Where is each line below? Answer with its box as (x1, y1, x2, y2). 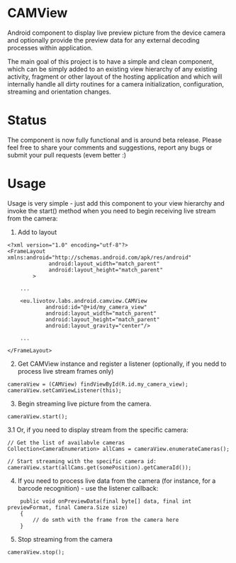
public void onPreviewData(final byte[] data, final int (20, 498, 192, 505)
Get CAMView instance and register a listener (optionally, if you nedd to (17, 359, 227, 368)
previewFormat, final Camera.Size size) (7, 503, 129, 511)
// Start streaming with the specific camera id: (7, 457, 157, 465)
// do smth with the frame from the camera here (33, 516, 179, 523)
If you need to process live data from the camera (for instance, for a (17, 476, 216, 485)
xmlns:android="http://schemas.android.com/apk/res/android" (7, 254, 192, 261)
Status (7, 112, 47, 128)
